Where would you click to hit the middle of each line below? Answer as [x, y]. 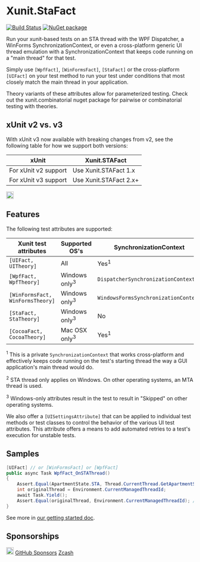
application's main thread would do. [50, 367]
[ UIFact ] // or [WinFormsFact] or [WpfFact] [62, 467]
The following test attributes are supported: [60, 229]
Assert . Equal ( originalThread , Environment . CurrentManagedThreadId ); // [107, 501]
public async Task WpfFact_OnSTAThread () [58, 473]
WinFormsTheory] [32, 301]
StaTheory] [24, 319]
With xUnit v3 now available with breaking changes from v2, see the [90, 139]
